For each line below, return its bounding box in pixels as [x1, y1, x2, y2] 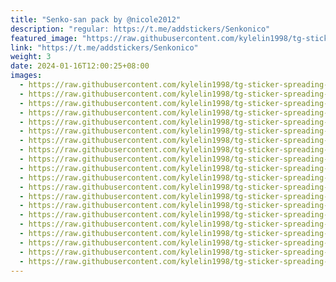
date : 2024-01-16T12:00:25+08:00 [10, 61, 150, 71]
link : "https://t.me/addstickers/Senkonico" [10, 42, 199, 53]
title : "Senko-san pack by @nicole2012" [10, 14, 182, 25]
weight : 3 [10, 52, 52, 62]
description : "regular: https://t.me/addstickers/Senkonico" [10, 24, 271, 34]
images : [10, 71, 43, 81]
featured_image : [10, 33, 78, 43]
